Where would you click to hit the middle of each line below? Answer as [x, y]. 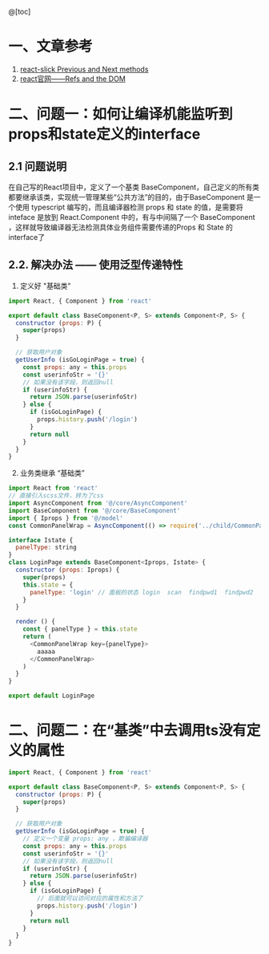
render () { [36, 622]
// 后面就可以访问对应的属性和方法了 [90, 899]
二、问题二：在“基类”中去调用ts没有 [127, 731]
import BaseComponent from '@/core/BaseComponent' [94, 510]
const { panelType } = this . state [80, 629]
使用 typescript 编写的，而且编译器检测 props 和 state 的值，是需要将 [129, 207]
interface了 [27, 237]
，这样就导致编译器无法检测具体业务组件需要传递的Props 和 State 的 [121, 227]
